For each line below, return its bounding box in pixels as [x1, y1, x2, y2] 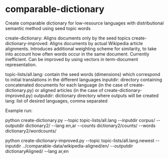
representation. [5, 61, 37, 67]
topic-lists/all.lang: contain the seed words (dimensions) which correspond [5, 71, 160, 77]
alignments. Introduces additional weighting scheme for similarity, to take [5, 45, 157, 51]
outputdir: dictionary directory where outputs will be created [33, 92, 159, 98]
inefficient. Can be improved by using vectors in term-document [5, 56, 138, 62]
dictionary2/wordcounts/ [5, 127, 57, 133]
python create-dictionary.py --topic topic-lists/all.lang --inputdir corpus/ [5, 117, 155, 123]
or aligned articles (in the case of [35, 87, 104, 93]
